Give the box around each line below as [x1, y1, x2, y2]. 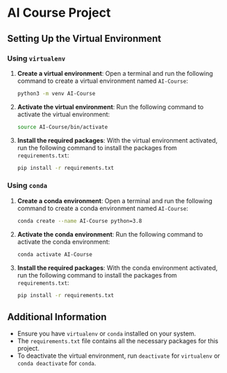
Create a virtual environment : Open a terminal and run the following [17, 69, 213, 77]
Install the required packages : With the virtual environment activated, [17, 136, 218, 144]
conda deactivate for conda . [17, 359, 96, 367]
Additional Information [7, 311, 107, 323]
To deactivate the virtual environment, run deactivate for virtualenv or [17, 351, 221, 360]
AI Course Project [7, 5, 111, 21]
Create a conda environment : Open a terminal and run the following [17, 196, 213, 205]
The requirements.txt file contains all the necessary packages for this [17, 337, 219, 345]
